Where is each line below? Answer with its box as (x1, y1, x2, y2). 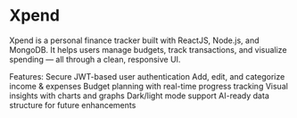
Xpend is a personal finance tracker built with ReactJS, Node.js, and (9, 35, 260, 46)
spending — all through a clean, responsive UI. (9, 54, 181, 64)
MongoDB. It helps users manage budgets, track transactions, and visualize (9, 44, 287, 55)
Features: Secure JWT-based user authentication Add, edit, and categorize (9, 71, 285, 81)
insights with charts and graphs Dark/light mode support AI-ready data (9, 90, 269, 101)
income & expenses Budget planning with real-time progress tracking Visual (9, 80, 288, 91)
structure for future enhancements (9, 99, 136, 110)
